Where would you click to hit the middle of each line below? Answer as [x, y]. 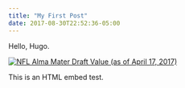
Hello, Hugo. [29, 46]
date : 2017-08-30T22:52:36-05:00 [64, 23]
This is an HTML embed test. [56, 77]
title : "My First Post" [48, 16]
